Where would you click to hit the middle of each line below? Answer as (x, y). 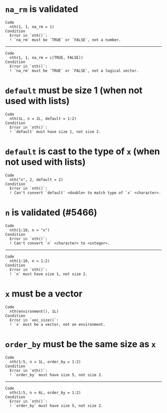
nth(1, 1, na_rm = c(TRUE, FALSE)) (46, 58)
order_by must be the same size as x (81, 344)
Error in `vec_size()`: (34, 320)
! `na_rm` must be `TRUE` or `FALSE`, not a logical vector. (74, 71)
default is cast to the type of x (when (83, 152)
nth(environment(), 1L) (34, 311)
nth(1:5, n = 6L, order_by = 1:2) (45, 393)
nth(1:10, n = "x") (30, 230)
